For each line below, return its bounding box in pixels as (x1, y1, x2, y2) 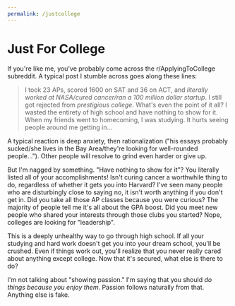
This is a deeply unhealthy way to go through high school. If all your (7, 231, 205, 240)
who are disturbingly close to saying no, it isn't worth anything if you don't (7, 188, 223, 196)
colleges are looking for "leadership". (7, 218, 115, 226)
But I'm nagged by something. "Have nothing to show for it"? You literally (7, 165, 219, 174)
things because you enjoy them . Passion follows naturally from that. (7, 283, 205, 291)
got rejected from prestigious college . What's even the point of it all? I (24, 100, 227, 109)
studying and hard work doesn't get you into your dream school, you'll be (7, 239, 221, 247)
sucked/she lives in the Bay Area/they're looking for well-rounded (7, 144, 198, 153)
